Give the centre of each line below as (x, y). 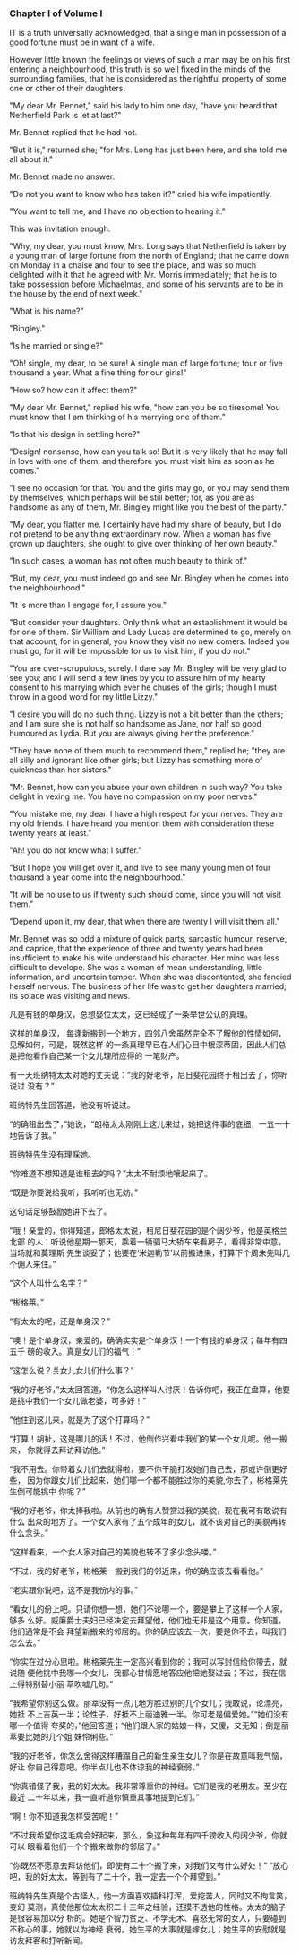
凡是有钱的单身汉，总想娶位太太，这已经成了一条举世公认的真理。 (131, 1014)
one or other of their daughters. (67, 89)
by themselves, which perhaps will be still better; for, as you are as (132, 498)
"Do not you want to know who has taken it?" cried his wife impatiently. (141, 194)
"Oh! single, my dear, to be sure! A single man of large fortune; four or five (146, 363)
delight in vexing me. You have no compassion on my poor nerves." (133, 796)
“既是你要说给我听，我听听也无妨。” (74, 1192)
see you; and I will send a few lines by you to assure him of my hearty (137, 678)
